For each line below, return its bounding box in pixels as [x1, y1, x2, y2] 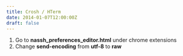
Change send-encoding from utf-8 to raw [15, 43, 122, 50]
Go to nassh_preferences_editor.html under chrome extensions [15, 37, 177, 44]
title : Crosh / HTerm [6, 8, 61, 15]
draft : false [6, 20, 40, 26]
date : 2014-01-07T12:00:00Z [6, 14, 78, 20]
